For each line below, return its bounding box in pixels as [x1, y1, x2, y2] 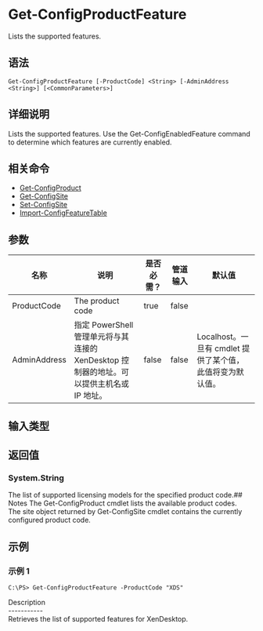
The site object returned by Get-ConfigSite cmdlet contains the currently [8, 507, 243, 516]
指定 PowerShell [74, 319, 134, 330]
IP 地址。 [74, 390, 107, 401]
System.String [8, 472, 65, 483]
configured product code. [8, 516, 92, 525]
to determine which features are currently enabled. [8, 137, 172, 147]
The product [74, 296, 120, 307]
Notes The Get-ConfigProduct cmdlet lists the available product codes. [8, 498, 237, 508]
